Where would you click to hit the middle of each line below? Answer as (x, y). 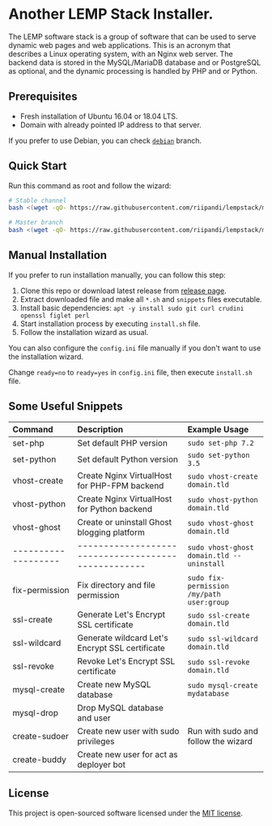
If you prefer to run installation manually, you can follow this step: (117, 275)
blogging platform (111, 532)
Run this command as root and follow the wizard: (90, 185)
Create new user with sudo (128, 731)
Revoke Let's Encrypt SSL (126, 660)
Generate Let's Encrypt (121, 614)
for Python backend (115, 509)
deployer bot (102, 764)
